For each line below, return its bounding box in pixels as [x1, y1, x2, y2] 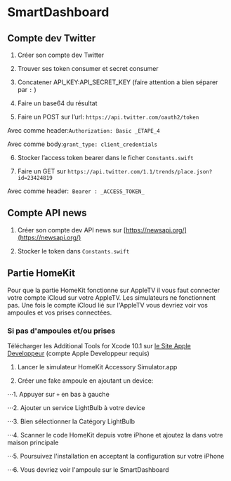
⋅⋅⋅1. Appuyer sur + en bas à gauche [7, 390, 110, 398]
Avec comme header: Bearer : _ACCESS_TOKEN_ [7, 187, 145, 195]
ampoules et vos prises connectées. [7, 308, 112, 317]
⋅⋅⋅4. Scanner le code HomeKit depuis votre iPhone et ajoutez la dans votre [7, 430, 223, 439]
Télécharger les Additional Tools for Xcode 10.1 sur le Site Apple [7, 341, 191, 350]
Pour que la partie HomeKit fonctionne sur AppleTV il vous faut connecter [7, 286, 220, 294]
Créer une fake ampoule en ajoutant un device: [17, 376, 154, 385]
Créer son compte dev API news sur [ [17, 225, 126, 234]
